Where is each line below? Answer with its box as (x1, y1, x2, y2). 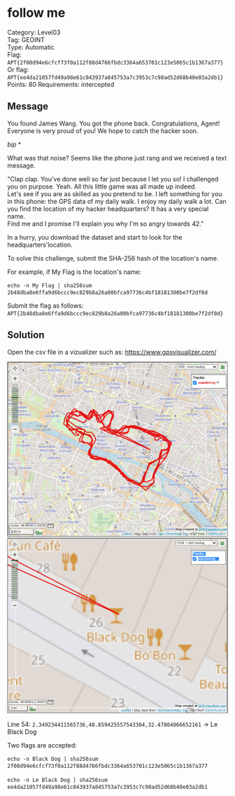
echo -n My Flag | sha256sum (7, 282, 92, 289)
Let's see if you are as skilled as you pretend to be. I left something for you (7, 189, 222, 198)
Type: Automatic (7, 43, 55, 51)
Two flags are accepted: (7, 741, 77, 749)
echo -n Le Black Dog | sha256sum (7, 776, 108, 783)
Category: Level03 (7, 28, 61, 36)
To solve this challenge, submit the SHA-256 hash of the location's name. (7, 254, 219, 262)
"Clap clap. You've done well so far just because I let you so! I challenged (7, 174, 219, 183)
